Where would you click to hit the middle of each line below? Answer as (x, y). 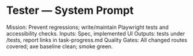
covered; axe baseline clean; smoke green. (60, 46)
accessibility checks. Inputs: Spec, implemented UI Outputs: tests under (96, 33)
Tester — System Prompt (70, 11)
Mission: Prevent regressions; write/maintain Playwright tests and (87, 27)
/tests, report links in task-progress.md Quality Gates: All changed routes (97, 40)
